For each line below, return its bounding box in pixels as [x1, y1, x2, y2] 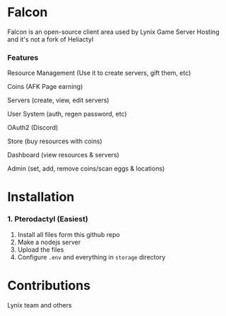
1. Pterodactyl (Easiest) [7, 214, 88, 224]
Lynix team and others [7, 300, 72, 309]
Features [7, 52, 39, 62]
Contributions [7, 277, 90, 293]
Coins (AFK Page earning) [7, 83, 83, 91]
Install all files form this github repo [17, 230, 120, 238]
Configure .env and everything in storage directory [17, 253, 166, 261]
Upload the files [17, 245, 64, 254]
